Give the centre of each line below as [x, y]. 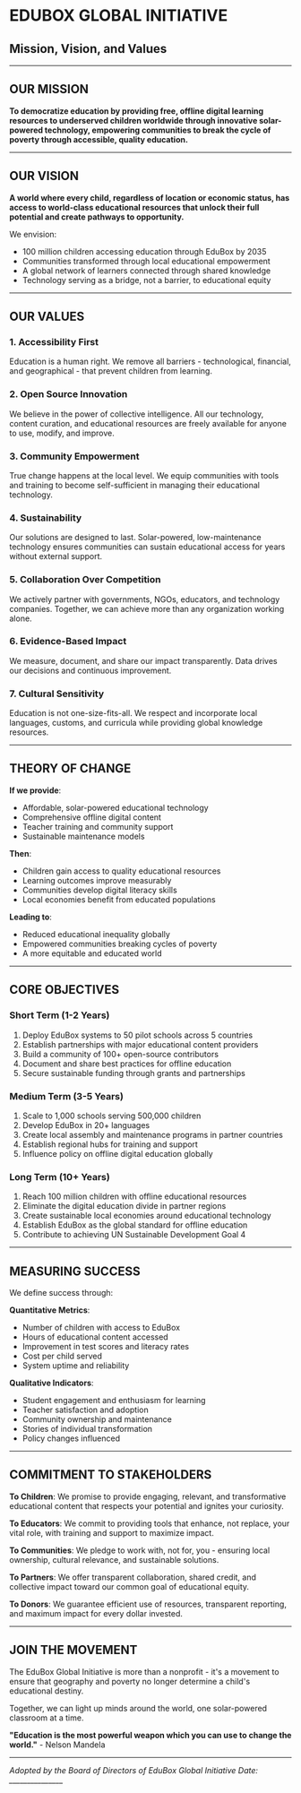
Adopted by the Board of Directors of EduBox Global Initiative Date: [133, 1770]
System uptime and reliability [76, 1366]
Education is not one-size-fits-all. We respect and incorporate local [133, 713]
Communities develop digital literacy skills [99, 890]
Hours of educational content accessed [95, 1337]
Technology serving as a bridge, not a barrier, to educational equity [146, 280]
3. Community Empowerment [74, 456]
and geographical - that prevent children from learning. [111, 371]
